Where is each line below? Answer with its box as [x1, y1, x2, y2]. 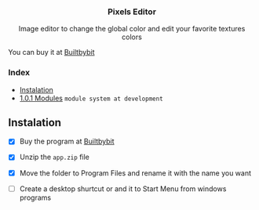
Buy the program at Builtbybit [19, 136, 115, 147]
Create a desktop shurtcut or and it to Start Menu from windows [19, 183, 227, 194]
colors [121, 32, 143, 42]
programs [19, 193, 52, 202]
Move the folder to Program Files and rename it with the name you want [19, 168, 252, 178]
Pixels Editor [107, 6, 157, 17]
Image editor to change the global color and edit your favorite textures [18, 24, 246, 34]
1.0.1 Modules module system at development [19, 93, 163, 103]
